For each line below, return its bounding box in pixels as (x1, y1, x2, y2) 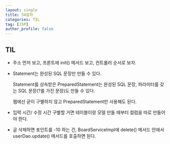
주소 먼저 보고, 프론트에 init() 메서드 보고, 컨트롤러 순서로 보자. (12, 59, 137, 65)
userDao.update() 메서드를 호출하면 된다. (12, 133, 96, 139)
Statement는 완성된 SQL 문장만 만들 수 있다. (12, 70, 102, 77)
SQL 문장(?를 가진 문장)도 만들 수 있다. (18, 87, 95, 93)
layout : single (5, 7, 38, 13)
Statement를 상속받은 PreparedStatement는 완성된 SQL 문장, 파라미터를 (12, 81, 159, 87)
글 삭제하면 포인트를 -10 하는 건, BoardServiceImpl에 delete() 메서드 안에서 (12, 126, 164, 133)
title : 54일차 (5, 12, 33, 17)
